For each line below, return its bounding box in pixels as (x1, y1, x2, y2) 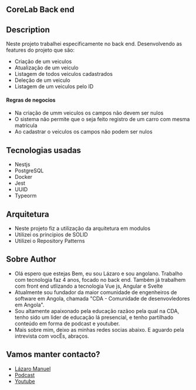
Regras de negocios (6, 96, 56, 104)
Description (6, 25, 50, 35)
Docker (14, 174, 33, 181)
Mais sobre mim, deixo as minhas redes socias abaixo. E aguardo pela (14, 326, 184, 333)
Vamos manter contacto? (6, 349, 101, 359)
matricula (14, 122, 38, 129)
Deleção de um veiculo (14, 76, 70, 84)
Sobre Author (6, 254, 57, 264)
